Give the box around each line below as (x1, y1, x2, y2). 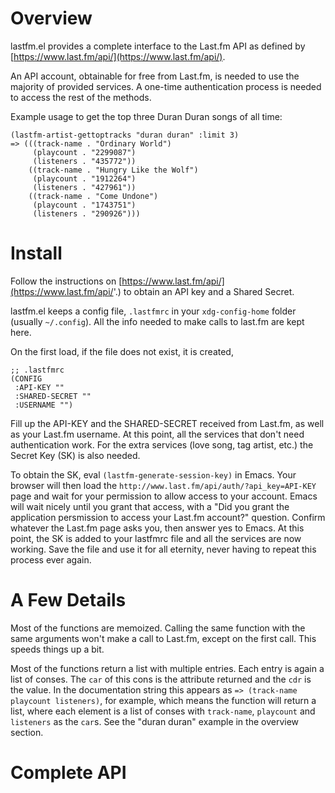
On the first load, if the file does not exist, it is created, (10, 345, 234, 357)
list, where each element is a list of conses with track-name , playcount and (10, 705, 316, 717)
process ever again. (10, 553, 92, 566)
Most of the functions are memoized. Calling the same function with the (10, 622, 306, 634)
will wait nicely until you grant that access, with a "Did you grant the (10, 500, 290, 512)
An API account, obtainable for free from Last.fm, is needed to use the (10, 70, 300, 82)
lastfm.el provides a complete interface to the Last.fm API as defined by (10, 40, 306, 52)
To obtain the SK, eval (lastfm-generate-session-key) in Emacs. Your (10, 468, 297, 481)
